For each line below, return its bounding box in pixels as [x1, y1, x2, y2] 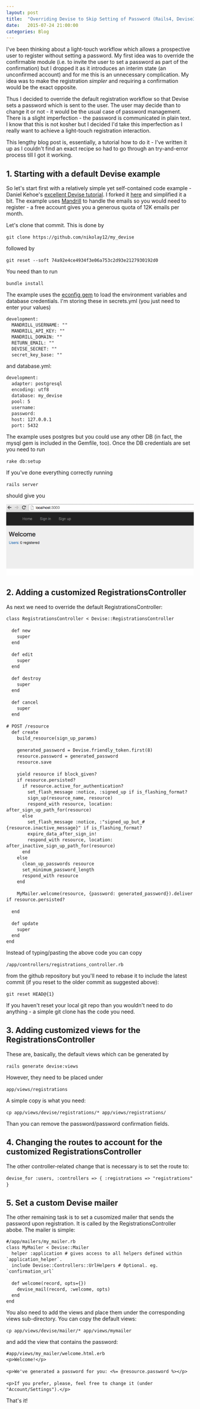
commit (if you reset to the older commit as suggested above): [6, 978, 160, 986]
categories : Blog [6, 29, 49, 35]
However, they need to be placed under [6, 1074, 103, 1081]
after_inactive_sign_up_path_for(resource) [6, 843, 116, 849]
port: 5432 [11, 423, 39, 429]
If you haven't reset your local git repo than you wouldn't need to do [6, 1001, 173, 1008]
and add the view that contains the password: [6, 1338, 118, 1346]
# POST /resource [6, 723, 49, 729]
